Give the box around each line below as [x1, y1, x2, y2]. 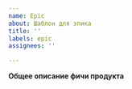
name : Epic [8, 11, 45, 20]
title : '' [8, 27, 42, 35]
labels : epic [8, 34, 52, 43]
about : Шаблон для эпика [8, 19, 92, 28]
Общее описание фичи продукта [8, 71, 125, 81]
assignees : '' [8, 42, 56, 50]
